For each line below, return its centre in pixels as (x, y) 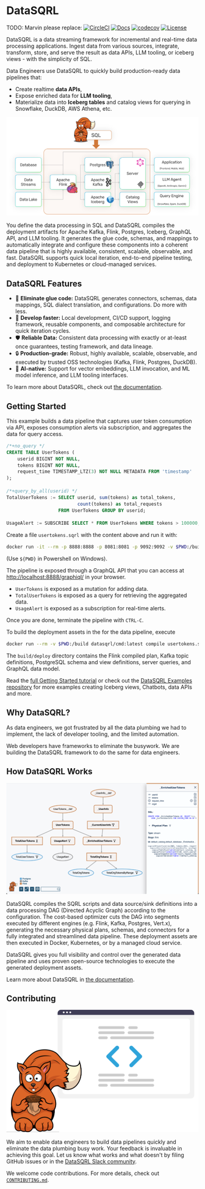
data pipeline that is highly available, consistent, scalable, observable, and (100, 251)
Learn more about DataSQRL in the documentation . (70, 979)
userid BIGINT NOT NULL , (49, 459)
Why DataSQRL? (38, 713)
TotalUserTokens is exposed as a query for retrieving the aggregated (101, 595)
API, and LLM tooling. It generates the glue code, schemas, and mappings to (103, 239)
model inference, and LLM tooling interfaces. (71, 375)
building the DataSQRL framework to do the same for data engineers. (93, 752)
